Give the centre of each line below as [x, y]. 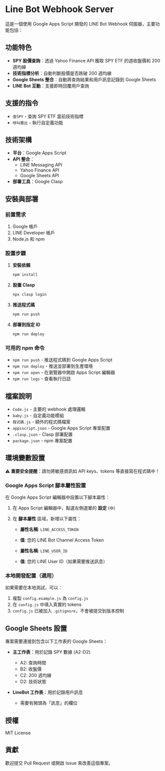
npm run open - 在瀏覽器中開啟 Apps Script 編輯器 [64, 372]
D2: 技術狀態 [33, 682]
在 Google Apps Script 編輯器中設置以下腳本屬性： [58, 497]
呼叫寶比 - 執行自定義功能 [38, 122]
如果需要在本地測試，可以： [34, 588]
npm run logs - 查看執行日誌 [42, 379]
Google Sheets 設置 [36, 628]
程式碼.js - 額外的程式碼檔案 [42, 422]
